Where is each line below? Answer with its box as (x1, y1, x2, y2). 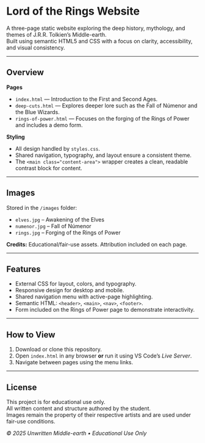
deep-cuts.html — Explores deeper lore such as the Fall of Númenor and (15, 102, 198, 109)
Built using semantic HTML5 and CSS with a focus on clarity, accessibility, (6, 37, 193, 45)
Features (6, 264, 41, 274)
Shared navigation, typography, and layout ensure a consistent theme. (15, 151, 192, 159)
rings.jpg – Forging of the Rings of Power (15, 229, 121, 236)
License (6, 382, 37, 392)
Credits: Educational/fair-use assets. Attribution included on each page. (6, 240, 187, 248)
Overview (6, 67, 45, 77)
